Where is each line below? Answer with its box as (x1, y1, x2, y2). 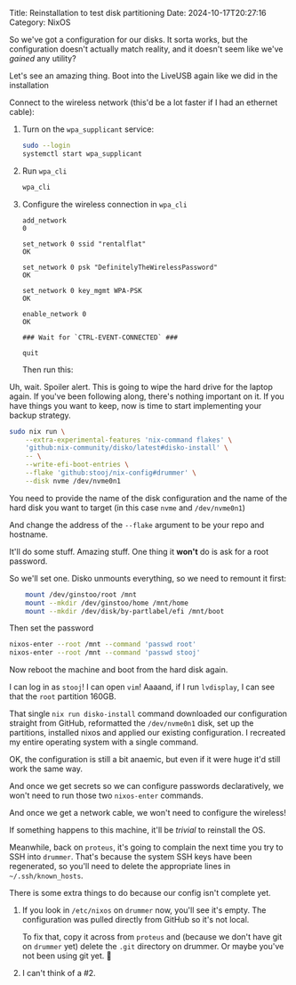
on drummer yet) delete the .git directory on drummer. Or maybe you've (21, 941, 284, 952)
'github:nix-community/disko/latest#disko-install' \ (25, 444, 228, 452)
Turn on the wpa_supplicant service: (21, 124, 155, 134)
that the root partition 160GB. (9, 691, 117, 702)
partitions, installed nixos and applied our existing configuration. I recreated (9, 728, 286, 738)
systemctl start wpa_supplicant (21, 149, 142, 159)
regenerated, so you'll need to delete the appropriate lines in (9, 861, 231, 872)
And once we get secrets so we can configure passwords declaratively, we (9, 781, 284, 792)
